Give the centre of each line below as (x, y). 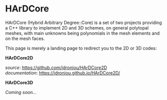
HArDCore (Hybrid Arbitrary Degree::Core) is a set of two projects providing (83, 22)
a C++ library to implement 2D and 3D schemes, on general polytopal (77, 27)
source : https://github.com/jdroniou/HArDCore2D (56, 67)
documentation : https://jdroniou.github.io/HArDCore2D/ (63, 72)
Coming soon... (21, 92)
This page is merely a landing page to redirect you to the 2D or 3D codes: (81, 48)
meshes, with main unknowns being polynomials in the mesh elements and (82, 33)
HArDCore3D (19, 82)
